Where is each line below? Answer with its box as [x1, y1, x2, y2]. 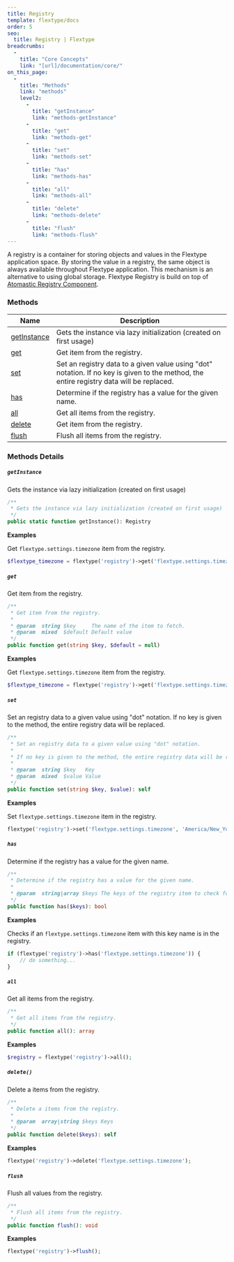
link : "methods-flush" [32, 231, 98, 238]
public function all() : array [7, 1028, 95, 1035]
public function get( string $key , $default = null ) [7, 642, 160, 649]
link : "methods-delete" [32, 212, 101, 219]
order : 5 [7, 23, 33, 30]
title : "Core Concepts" [19, 56, 89, 63]
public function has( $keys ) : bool [7, 903, 108, 910]
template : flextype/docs [7, 17, 79, 24]
